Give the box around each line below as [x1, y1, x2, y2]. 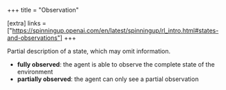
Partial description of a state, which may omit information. [7, 47, 171, 55]
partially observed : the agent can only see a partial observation [16, 75, 199, 83]
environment [16, 68, 54, 76]
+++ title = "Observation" [7, 6, 79, 14]
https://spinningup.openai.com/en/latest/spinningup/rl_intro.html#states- [12, 27, 219, 34]
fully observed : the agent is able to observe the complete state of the [16, 60, 215, 68]
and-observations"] [7, 34, 63, 42]
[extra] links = [7, 19, 47, 27]
